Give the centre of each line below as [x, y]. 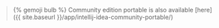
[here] [203, 10]
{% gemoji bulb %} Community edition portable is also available [103, 10]
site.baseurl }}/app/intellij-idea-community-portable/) [97, 17]
